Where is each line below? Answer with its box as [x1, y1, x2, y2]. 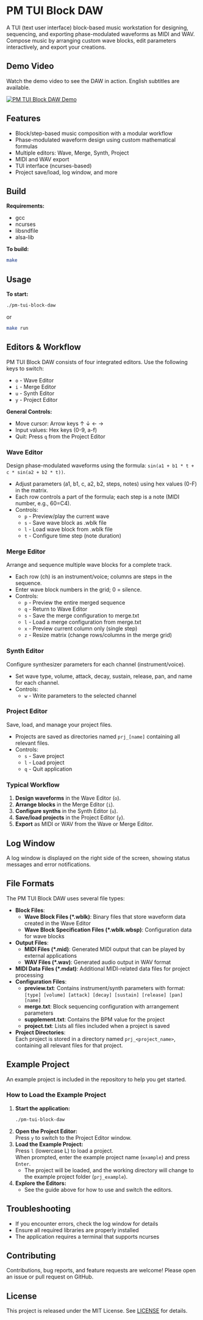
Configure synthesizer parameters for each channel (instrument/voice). [6, 660, 186, 668]
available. [6, 84, 30, 91]
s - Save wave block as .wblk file [24, 519, 107, 526]
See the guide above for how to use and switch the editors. [24, 1186, 173, 1193]
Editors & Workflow [6, 342, 81, 352]
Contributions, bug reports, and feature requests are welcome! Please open [6, 1267, 196, 1274]
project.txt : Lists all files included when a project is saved [24, 1022, 170, 1029]
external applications [24, 952, 77, 959]
